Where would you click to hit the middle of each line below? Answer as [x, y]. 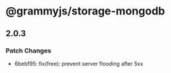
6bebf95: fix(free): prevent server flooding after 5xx [79, 63]
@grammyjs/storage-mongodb [85, 11]
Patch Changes [29, 51]
